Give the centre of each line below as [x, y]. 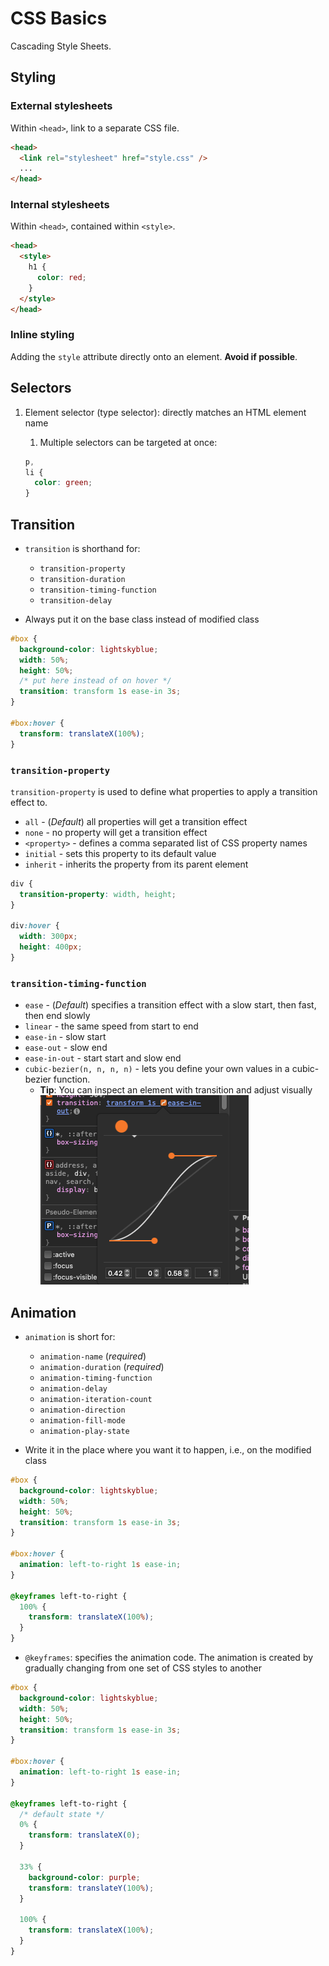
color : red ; [61, 278]
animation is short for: [70, 1336]
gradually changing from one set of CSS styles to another [143, 1668]
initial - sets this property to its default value [120, 853]
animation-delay [73, 1389]
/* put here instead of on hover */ [95, 681]
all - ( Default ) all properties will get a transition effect [136, 821]
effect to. [29, 802]
